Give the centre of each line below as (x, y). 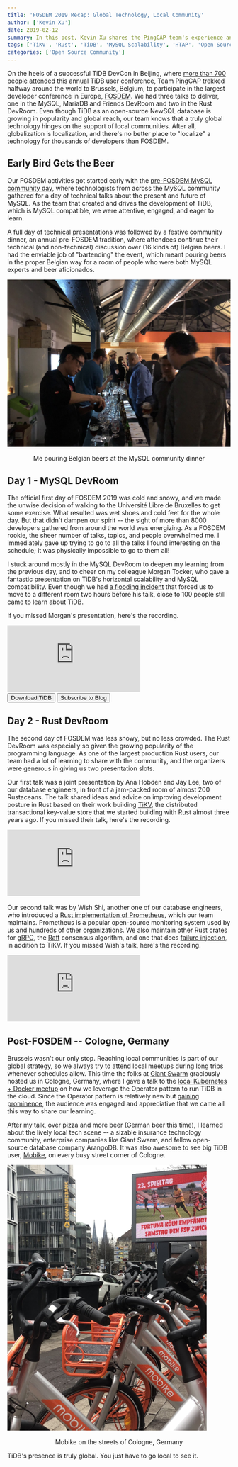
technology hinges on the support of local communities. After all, (102, 126)
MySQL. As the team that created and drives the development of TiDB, (110, 203)
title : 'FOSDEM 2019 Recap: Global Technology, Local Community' (106, 15)
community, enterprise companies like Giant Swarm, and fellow (100, 1140)
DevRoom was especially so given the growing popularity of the (100, 746)
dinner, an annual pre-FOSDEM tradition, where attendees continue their (113, 239)
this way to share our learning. (52, 1111)
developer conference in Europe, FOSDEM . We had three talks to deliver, (113, 96)
